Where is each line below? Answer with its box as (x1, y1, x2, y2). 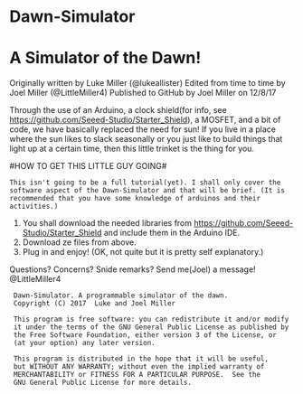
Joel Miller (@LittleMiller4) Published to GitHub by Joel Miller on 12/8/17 (9, 88, 277, 98)
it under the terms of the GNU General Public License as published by (13, 323, 289, 332)
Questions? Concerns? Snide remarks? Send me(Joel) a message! (9, 264, 256, 275)
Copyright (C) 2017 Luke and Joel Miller (13, 299, 176, 308)
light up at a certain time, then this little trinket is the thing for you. (9, 143, 255, 155)
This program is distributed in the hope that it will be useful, (13, 354, 270, 363)
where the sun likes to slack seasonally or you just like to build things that (9, 134, 283, 145)
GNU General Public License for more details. (13, 378, 193, 388)
